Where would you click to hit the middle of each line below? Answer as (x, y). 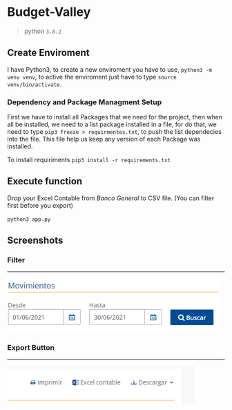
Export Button (31, 348)
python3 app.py (29, 219)
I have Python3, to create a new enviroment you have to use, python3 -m (110, 69)
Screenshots (35, 241)
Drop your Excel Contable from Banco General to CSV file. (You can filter (111, 198)
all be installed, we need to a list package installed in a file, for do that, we (112, 124)
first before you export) (40, 205)
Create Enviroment (48, 53)
